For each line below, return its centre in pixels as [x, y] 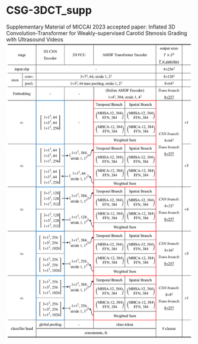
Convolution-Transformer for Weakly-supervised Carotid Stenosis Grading [97, 33]
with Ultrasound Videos [35, 39]
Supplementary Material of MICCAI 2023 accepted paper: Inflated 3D [91, 27]
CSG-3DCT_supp [49, 10]
